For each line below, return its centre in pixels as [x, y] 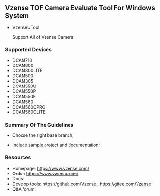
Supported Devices [29, 49]
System [17, 16]
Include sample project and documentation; [56, 145]
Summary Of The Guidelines [39, 125]
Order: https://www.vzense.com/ [45, 174]
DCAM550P [24, 91]
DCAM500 [23, 76]
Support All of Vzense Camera [43, 37]
